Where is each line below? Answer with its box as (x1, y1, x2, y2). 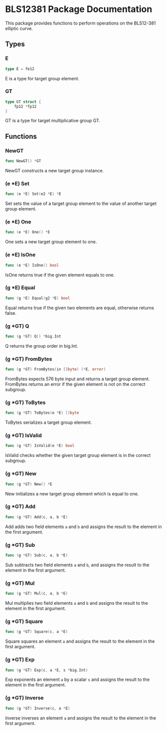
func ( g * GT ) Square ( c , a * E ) (5, 629, 68, 634)
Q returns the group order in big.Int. (5, 343, 78, 349)
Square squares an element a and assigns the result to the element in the (5, 638, 155, 644)
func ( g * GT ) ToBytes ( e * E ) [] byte (5, 410, 79, 415)
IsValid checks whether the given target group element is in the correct (5, 452, 151, 458)
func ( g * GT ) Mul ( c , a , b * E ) (5, 591, 68, 596)
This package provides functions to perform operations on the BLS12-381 (5, 20, 156, 26)
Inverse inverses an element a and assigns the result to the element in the (5, 715, 156, 721)
